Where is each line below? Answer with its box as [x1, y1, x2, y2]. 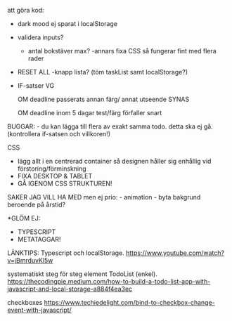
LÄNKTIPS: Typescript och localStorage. [7, 249, 124, 257]
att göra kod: [7, 6, 44, 14]
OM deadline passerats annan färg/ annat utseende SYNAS [17, 95, 190, 103]
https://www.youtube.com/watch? [125, 249, 225, 257]
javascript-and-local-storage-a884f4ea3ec [7, 284, 133, 293]
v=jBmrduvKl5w [7, 256, 53, 264]
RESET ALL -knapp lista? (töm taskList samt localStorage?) [17, 68, 188, 76]
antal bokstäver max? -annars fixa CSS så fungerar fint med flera [27, 47, 217, 55]
